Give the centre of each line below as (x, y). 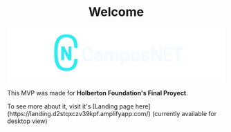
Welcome (116, 12)
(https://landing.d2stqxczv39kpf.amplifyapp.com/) (79, 113)
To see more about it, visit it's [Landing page (71, 106)
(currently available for (184, 113)
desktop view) (27, 121)
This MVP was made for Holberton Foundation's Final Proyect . (98, 93)
